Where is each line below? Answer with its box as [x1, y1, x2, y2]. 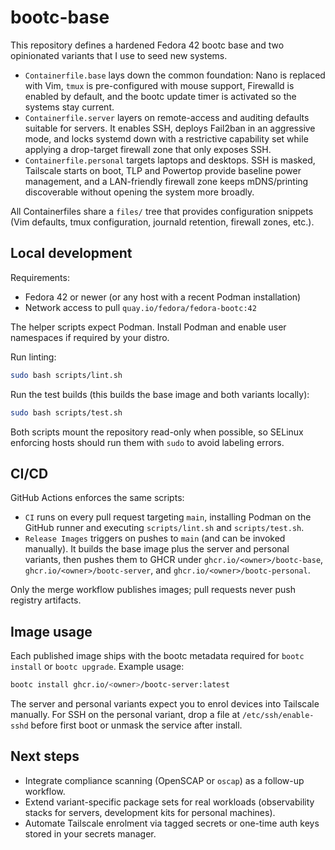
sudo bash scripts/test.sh [10, 407, 123, 418]
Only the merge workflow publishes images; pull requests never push [10, 584, 296, 596]
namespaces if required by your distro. [10, 331, 170, 343]
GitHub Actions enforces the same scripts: [10, 492, 185, 504]
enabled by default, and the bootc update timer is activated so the [24, 90, 297, 102]
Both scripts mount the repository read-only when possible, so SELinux [10, 426, 304, 438]
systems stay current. [24, 101, 115, 113]
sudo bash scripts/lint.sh [10, 370, 123, 380]
